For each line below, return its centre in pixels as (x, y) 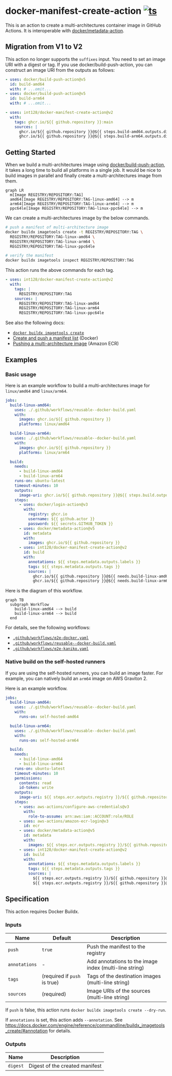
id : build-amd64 (27, 84)
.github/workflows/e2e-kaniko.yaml (51, 649)
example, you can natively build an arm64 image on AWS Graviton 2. (76, 678)
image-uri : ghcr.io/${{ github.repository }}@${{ (73, 495)
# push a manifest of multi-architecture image (57, 227)
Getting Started (30, 152)
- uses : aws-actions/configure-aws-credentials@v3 (74, 807)
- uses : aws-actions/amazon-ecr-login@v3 (64, 821)
